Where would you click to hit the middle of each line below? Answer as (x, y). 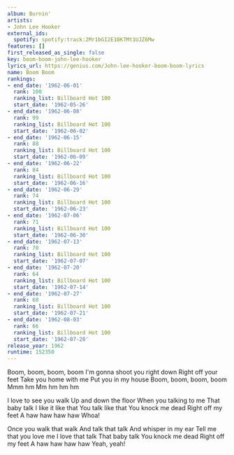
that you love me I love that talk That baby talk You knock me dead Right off (116, 436)
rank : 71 (26, 222)
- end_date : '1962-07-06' (45, 216)
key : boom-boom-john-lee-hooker (54, 59)
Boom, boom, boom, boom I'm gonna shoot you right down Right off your (112, 372)
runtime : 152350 (31, 352)
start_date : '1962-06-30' (51, 235)
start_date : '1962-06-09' (51, 157)
